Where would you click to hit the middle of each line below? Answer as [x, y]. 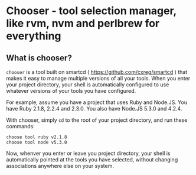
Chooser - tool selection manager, [92, 11]
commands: [21, 126]
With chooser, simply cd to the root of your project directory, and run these [97, 120]
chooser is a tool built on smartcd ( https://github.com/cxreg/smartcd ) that [97, 72]
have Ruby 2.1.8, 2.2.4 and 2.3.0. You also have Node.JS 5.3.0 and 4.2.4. [94, 108]
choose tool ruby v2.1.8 [37, 137]
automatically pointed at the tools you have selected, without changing [92, 160]
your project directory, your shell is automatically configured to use [88, 85]
